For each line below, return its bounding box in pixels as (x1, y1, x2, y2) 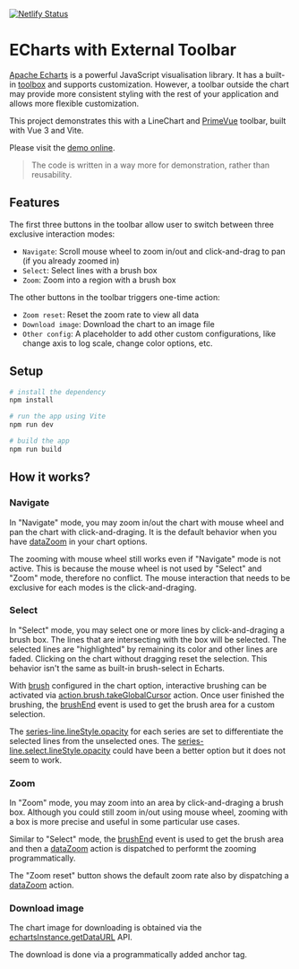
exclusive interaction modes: (9, 229, 115, 239)
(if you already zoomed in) (21, 255, 120, 266)
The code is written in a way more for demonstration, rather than (30, 160, 270, 170)
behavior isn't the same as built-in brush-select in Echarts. (9, 662, 226, 673)
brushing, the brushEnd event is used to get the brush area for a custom (9, 699, 276, 710)
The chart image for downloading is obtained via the (9, 922, 202, 933)
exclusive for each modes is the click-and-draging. (9, 582, 197, 593)
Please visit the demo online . (9, 142, 115, 152)
